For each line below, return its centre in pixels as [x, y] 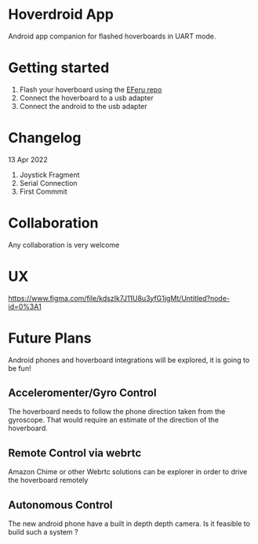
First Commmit [44, 191]
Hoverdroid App [61, 15]
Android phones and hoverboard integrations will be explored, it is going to [129, 360]
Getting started [59, 68]
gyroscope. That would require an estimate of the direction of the [114, 420]
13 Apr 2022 [28, 159]
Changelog [45, 138]
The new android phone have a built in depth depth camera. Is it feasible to [129, 524]
